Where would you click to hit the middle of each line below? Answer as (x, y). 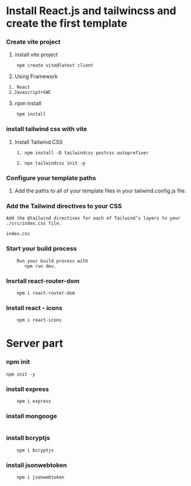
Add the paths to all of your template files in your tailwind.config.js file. (101, 191)
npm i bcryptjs (35, 450)
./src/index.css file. (34, 224)
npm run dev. (41, 266)
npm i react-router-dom (46, 293)
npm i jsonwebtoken (41, 477)
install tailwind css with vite (47, 129)
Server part (35, 343)
